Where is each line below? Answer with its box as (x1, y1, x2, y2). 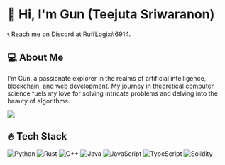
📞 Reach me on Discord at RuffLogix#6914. (7, 30, 131, 38)
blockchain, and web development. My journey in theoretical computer (7, 81, 214, 90)
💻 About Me (7, 52, 64, 64)
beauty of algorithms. (7, 96, 70, 105)
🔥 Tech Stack (7, 130, 67, 142)
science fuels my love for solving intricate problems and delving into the (7, 89, 219, 98)
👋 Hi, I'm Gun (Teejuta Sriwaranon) (7, 6, 215, 23)
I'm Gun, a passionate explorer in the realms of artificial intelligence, (7, 74, 207, 82)
